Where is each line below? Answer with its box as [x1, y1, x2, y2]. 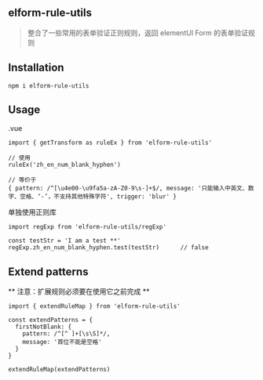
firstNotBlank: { [15, 323, 72, 331]
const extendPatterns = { [8, 317, 93, 324]
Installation [8, 61, 64, 74]
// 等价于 [8, 176, 37, 184]
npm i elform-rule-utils [8, 81, 89, 89]
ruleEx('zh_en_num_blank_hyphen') [8, 161, 122, 169]
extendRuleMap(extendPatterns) [8, 366, 111, 374]
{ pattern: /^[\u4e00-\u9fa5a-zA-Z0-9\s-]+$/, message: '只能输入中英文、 [8, 184, 249, 193]
